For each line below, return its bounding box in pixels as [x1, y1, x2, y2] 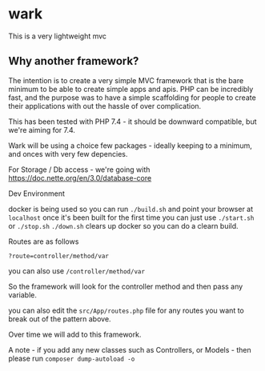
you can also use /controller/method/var [8, 265, 146, 276]
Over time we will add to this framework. [8, 329, 142, 339]
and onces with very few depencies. [8, 149, 128, 158]
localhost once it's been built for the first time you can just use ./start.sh [8, 213, 255, 222]
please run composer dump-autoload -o [8, 353, 135, 363]
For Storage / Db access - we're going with [8, 165, 151, 174]
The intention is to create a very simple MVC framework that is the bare [8, 75, 244, 85]
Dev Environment [8, 189, 66, 198]
